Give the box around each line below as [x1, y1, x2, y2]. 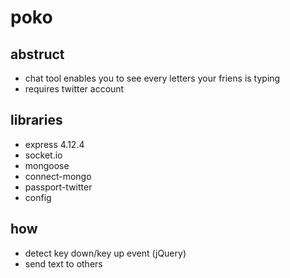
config [24, 191, 52, 203]
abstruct [10, 46, 65, 63]
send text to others [24, 257, 103, 270]
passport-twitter [24, 181, 93, 193]
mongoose [24, 159, 70, 171]
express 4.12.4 [24, 138, 85, 150]
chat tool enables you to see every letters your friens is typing [24, 72, 281, 84]
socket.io [24, 149, 63, 161]
